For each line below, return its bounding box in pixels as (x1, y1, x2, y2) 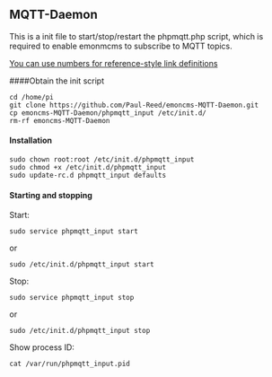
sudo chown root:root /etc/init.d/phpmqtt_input (9, 155, 195, 164)
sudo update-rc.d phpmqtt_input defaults (9, 171, 167, 180)
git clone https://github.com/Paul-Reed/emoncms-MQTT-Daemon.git (9, 101, 259, 110)
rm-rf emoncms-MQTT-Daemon (9, 116, 110, 125)
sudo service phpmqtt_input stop (9, 294, 135, 302)
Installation (9, 135, 52, 146)
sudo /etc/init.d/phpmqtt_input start (9, 260, 154, 269)
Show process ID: (9, 342, 75, 353)
